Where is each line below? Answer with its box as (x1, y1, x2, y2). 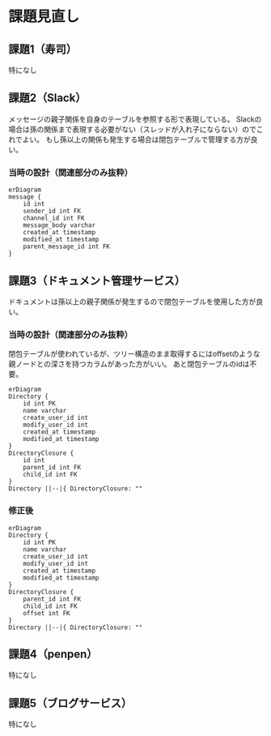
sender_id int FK (23, 208, 82, 216)
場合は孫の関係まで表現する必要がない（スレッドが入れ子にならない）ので (8, 124, 256, 134)
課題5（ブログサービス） (8, 696, 133, 710)
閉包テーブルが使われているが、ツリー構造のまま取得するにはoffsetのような (8, 349, 260, 359)
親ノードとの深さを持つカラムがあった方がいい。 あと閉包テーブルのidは (8, 359, 250, 369)
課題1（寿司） (8, 42, 78, 56)
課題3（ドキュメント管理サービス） (8, 273, 186, 288)
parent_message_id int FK (23, 242, 111, 251)
